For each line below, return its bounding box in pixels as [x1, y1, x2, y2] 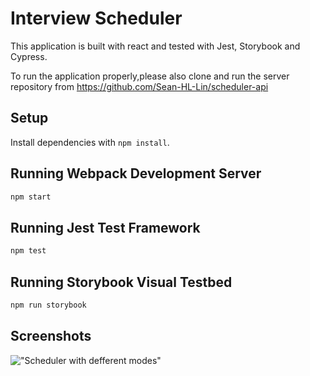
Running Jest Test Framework [10, 219, 201, 236]
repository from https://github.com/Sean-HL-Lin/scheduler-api [10, 80, 269, 92]
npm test [10, 246, 47, 256]
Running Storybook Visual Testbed [10, 273, 233, 291]
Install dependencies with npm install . [10, 136, 170, 148]
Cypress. [10, 50, 48, 62]
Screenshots [10, 328, 92, 345]
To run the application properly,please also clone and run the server [10, 70, 290, 82]
